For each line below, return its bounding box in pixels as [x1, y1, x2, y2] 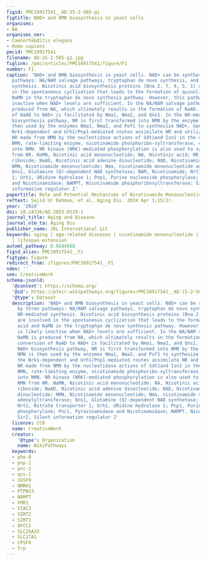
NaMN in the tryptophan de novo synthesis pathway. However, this [12, 95, 185, 101]
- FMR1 [12, 500, 29, 506]
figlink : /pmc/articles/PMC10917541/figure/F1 [6, 60, 128, 66]
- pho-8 [12, 454, 32, 460]
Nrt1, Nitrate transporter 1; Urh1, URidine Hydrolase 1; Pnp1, [17, 403, 185, 409]
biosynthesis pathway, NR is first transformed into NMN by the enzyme [12, 117, 199, 123]
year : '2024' [6, 203, 40, 209]
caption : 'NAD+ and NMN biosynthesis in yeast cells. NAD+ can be [6, 72, 180, 78]
